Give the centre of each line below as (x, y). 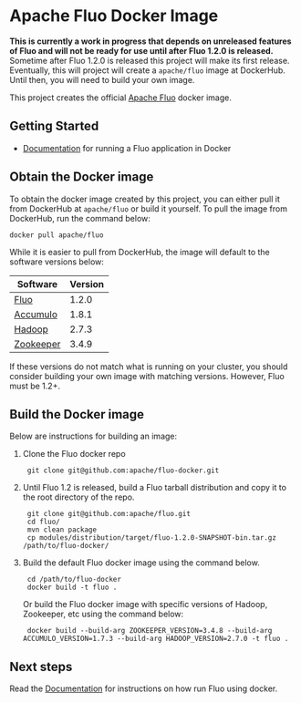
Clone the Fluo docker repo (74, 454)
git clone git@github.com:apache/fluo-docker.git (123, 470)
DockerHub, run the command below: (80, 218)
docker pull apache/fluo (57, 235)
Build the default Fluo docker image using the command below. (141, 563)
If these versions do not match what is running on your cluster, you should (149, 367)
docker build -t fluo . (72, 588)
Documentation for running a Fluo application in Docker (127, 148)
